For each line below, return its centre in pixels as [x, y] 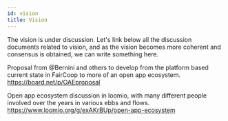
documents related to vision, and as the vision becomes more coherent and [114, 47]
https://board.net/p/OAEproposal [54, 82]
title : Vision [28, 20]
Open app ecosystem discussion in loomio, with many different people [107, 95]
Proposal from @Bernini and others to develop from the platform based [108, 67]
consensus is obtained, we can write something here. [83, 54]
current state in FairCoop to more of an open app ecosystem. [94, 75]
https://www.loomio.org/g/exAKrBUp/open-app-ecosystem [91, 110]
